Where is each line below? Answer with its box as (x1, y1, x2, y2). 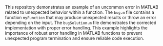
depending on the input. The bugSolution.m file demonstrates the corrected (5, 20, 157, 25)
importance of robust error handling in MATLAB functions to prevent (5, 30, 143, 36)
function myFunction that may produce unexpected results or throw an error (5, 15, 157, 20)
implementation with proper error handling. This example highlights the (5, 25, 148, 31)
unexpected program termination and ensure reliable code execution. (5, 35, 144, 41)
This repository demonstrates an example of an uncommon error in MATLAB (5, 4, 159, 10)
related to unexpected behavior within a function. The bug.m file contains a (5, 9, 155, 15)
